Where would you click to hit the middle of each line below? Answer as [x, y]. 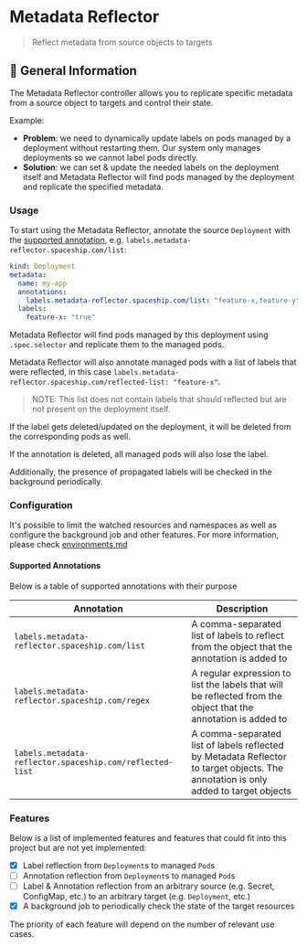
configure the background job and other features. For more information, [144, 535]
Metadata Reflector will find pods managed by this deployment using [139, 335]
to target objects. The [238, 768]
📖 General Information [73, 71]
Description [242, 608]
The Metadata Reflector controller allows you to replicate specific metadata [151, 92]
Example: [27, 120]
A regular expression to [241, 673]
